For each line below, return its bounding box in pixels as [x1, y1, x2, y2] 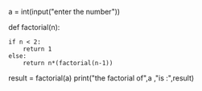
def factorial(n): [8, 23, 60, 31]
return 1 [23, 45, 52, 53]
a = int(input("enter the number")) [8, 7, 121, 16]
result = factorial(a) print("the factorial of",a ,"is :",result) [8, 73, 195, 83]
